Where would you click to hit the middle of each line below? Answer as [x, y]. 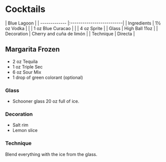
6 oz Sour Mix [27, 72]
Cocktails [25, 9]
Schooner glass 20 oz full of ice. [46, 101]
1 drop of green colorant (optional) [48, 77]
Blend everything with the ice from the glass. [51, 154]
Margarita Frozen [32, 49]
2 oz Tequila [25, 61]
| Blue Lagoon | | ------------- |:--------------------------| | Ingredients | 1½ [83, 23]
